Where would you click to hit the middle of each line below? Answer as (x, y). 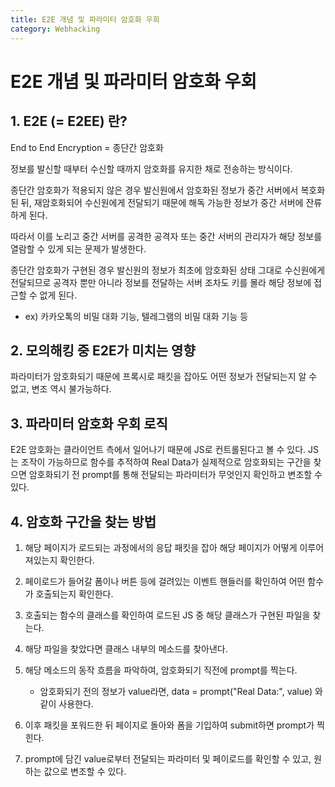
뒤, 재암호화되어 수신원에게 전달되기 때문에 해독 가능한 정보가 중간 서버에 (162, 202)
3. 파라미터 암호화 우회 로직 (89, 423)
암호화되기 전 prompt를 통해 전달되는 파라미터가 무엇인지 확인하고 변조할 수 (175, 475)
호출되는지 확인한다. (74, 593)
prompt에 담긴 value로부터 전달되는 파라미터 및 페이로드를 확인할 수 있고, (168, 758)
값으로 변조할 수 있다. (85, 771)
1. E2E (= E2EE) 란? (69, 121)
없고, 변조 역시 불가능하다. (61, 389)
